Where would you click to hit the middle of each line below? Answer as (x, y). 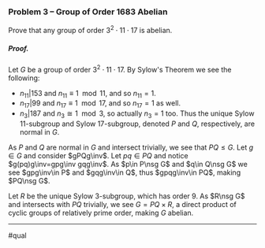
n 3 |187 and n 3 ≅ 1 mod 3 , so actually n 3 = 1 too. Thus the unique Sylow (137, 114)
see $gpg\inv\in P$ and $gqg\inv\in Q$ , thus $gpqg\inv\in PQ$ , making (125, 172)
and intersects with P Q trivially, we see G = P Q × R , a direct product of (122, 204)
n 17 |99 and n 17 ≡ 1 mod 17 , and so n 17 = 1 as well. (100, 104)
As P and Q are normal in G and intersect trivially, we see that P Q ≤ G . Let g (131, 147)
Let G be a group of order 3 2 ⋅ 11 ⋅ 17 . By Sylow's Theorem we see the (120, 68)
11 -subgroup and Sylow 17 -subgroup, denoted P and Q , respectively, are (137, 124)
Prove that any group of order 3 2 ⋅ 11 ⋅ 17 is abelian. (90, 30)
